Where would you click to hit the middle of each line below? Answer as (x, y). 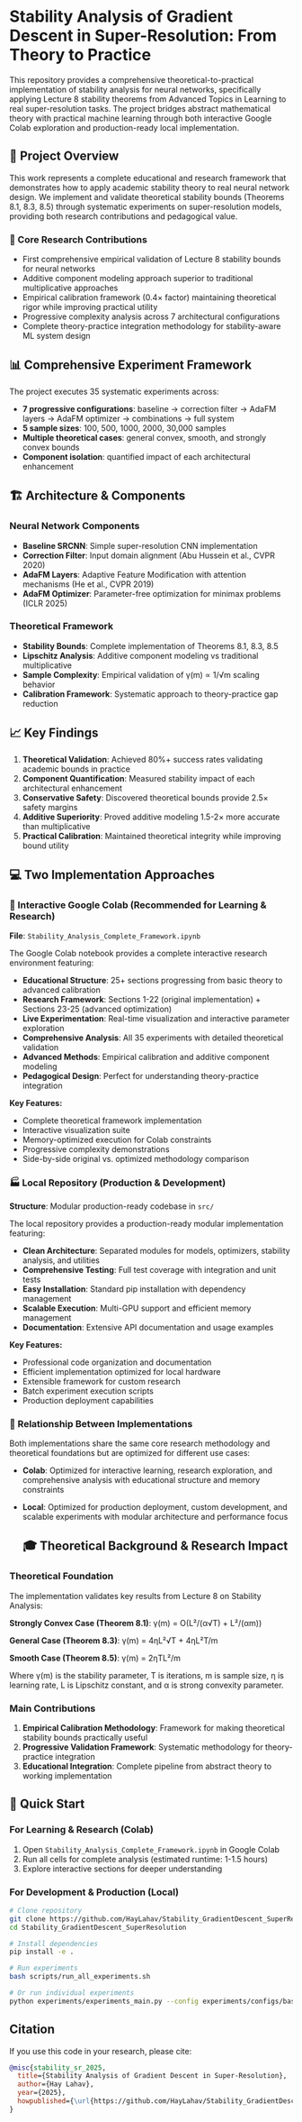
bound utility (45, 846)
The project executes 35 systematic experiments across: (114, 391)
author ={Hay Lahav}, (56, 2084)
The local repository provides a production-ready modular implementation (147, 1223)
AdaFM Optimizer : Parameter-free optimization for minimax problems (151, 593)
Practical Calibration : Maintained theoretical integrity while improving (151, 836)
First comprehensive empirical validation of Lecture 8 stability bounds (151, 260)
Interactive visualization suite (76, 1130)
